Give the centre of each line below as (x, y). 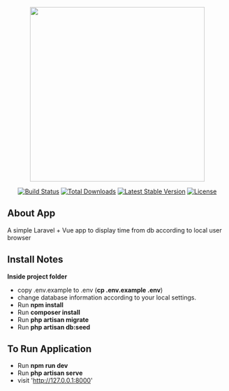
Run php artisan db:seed (54, 327)
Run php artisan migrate (53, 319)
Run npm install (40, 304)
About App (31, 213)
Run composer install (49, 312)
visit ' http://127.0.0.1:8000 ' (55, 381)
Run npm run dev (43, 366)
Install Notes (35, 259)
